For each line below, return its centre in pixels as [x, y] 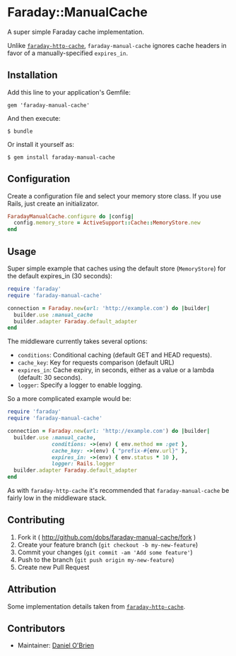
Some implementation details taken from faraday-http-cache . [96, 606]
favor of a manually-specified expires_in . [68, 53]
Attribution [32, 589]
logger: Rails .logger [83, 464]
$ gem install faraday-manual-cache [61, 157]
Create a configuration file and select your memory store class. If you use [114, 196]
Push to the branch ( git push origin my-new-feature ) [96, 559]
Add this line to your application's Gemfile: [69, 92]
